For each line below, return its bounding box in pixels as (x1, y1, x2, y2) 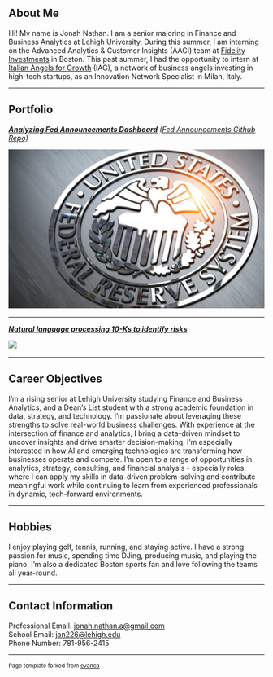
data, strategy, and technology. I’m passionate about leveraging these (8, 411, 242, 420)
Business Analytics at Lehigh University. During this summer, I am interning (8, 37, 260, 46)
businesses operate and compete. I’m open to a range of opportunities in (8, 454, 253, 464)
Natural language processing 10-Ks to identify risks (8, 324, 188, 334)
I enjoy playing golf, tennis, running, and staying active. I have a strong (8, 542, 245, 552)
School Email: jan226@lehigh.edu (8, 629, 121, 639)
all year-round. (8, 568, 58, 578)
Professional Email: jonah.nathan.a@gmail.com (8, 621, 165, 631)
